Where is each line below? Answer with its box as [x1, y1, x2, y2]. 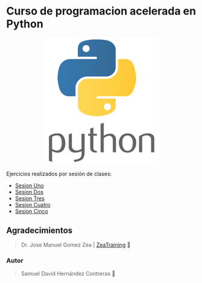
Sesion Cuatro [14, 201, 51, 209]
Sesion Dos [14, 189, 44, 196]
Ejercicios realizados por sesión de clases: [6, 171, 112, 178]
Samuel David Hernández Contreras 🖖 [21, 270, 116, 278]
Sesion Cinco [14, 207, 48, 215]
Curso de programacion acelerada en [6, 4, 197, 18]
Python [6, 17, 43, 31]
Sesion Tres [14, 195, 45, 202]
